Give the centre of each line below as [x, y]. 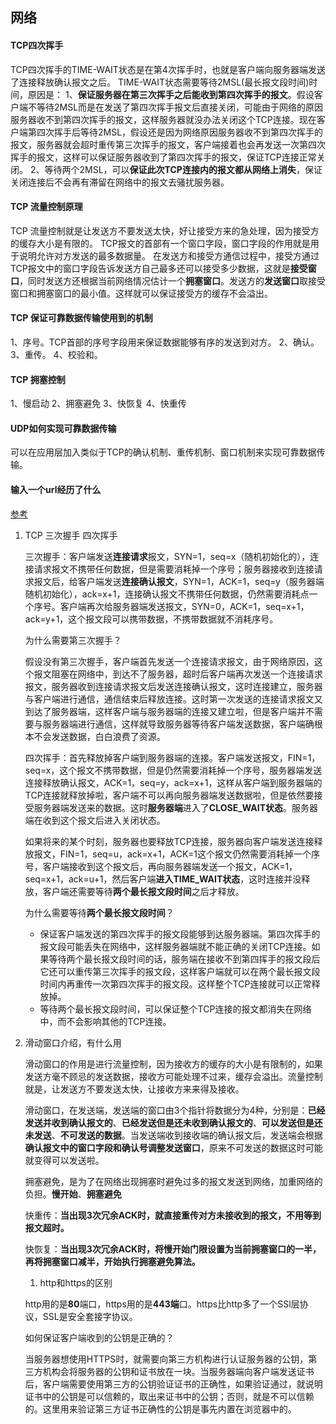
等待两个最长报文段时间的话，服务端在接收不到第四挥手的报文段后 [184, 959]
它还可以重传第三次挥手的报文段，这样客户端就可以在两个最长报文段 [180, 971]
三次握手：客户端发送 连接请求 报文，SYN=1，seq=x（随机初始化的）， [167, 556]
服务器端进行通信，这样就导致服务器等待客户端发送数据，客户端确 [178, 724]
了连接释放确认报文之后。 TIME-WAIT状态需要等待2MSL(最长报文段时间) [160, 82]
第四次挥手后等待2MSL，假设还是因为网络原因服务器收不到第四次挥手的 [175, 132]
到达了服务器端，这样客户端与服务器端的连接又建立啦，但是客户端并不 [169, 711]
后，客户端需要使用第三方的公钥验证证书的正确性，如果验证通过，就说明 [173, 1384]
